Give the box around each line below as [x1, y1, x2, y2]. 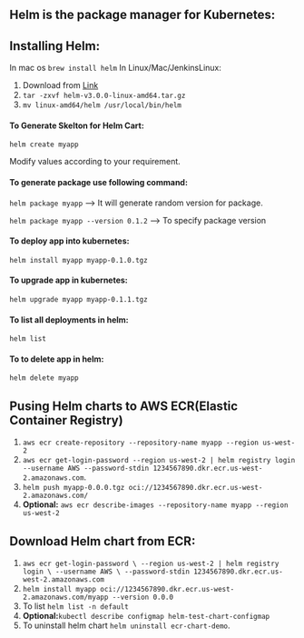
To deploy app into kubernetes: [9, 235, 130, 246]
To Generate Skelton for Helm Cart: [9, 120, 145, 131]
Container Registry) [9, 413, 124, 428]
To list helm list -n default [22, 601, 129, 612]
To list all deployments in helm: [9, 314, 129, 325]
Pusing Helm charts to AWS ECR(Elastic [9, 398, 239, 414]
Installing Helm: [9, 38, 101, 54]
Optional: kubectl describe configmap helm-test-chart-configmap [22, 611, 270, 622]
